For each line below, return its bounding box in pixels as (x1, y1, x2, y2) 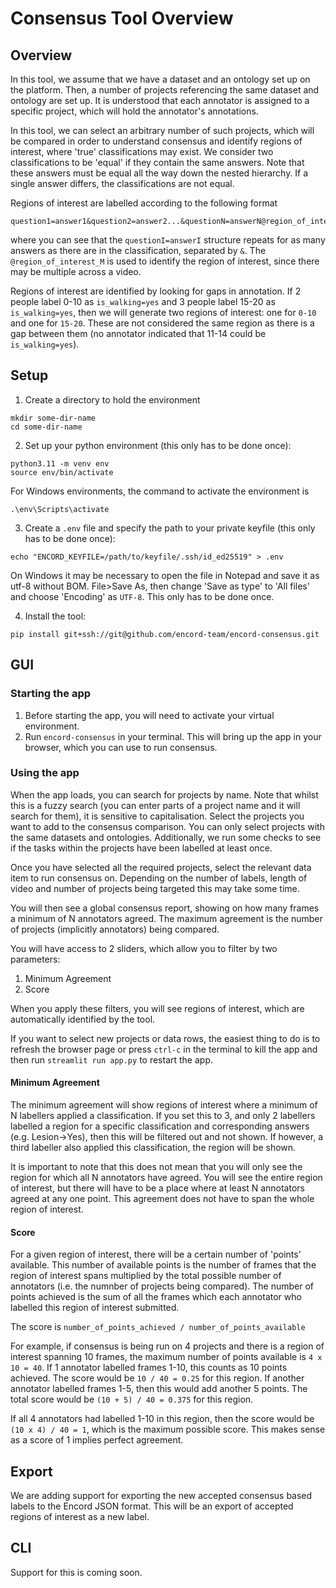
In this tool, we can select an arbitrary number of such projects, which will (10, 125, 315, 136)
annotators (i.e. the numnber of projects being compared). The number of (10, 1280, 314, 1292)
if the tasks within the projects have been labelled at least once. (10, 842, 273, 854)
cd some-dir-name (10, 422, 83, 432)
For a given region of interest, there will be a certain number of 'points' (10, 1248, 302, 1261)
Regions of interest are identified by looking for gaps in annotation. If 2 (10, 285, 302, 297)
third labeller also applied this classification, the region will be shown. (10, 1142, 297, 1153)
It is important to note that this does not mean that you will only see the (10, 1161, 303, 1172)
